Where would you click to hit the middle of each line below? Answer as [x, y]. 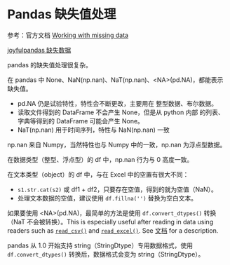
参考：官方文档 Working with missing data [68, 35]
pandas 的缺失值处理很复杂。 [50, 64]
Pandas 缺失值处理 [62, 14]
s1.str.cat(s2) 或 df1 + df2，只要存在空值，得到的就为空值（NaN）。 [117, 189]
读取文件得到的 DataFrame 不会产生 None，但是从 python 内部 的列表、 [121, 112]
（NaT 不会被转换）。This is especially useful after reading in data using [110, 222]
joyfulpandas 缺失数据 [39, 50]
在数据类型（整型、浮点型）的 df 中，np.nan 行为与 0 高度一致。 [100, 159]
